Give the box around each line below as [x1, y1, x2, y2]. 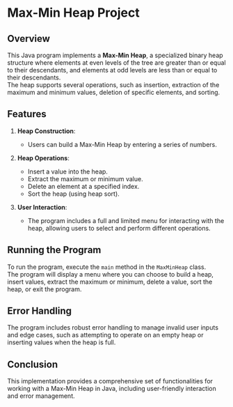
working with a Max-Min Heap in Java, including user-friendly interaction [7, 385, 217, 393]
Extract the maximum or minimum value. [27, 174, 144, 183]
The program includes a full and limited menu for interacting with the [27, 216, 225, 224]
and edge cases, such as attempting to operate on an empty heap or [7, 331, 204, 339]
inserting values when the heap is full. [7, 338, 116, 346]
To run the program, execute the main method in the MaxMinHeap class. [7, 263, 207, 271]
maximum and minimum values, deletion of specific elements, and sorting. [7, 89, 220, 96]
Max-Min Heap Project [7, 5, 140, 21]
